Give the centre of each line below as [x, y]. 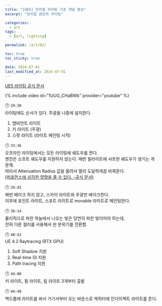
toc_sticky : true [22, 58]
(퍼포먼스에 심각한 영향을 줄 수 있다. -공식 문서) [49, 177]
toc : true [15, 54]
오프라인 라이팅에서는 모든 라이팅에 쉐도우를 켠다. [52, 153]
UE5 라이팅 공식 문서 [25, 86]
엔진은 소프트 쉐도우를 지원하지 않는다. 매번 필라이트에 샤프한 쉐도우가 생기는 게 [80, 159]
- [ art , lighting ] [28, 36]
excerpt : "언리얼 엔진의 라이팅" [34, 14]
